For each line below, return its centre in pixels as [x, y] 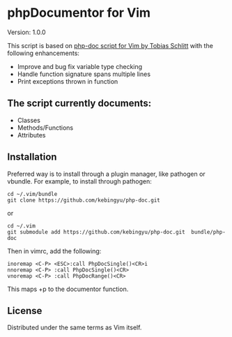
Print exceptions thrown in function [68, 81]
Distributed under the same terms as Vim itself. [75, 328]
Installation [32, 157]
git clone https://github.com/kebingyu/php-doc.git [84, 200]
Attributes [31, 135]
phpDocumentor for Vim [79, 13]
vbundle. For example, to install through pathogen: [79, 181]
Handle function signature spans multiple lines [84, 74]
